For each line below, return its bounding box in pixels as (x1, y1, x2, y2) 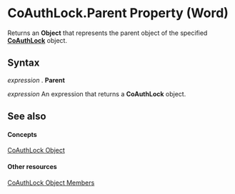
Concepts (7, 130, 37, 138)
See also (7, 111, 46, 123)
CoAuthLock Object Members (7, 178, 95, 187)
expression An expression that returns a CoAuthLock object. (7, 89, 186, 98)
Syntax (7, 57, 40, 69)
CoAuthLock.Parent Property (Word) (7, 5, 229, 21)
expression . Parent (7, 76, 66, 84)
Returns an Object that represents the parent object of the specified (7, 29, 208, 37)
